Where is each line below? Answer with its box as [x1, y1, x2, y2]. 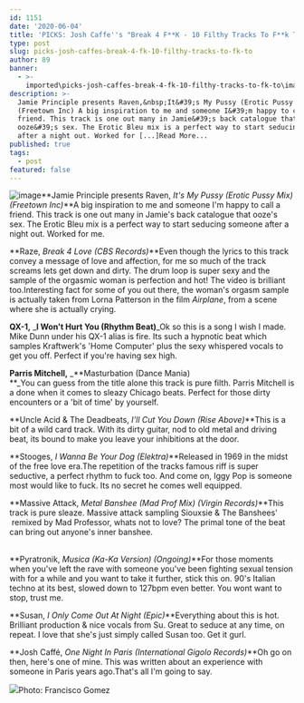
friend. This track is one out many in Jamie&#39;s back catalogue [17, 114, 278, 123]
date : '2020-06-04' [9, 22, 83, 31]
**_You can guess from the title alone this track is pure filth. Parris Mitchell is [9, 377, 295, 388]
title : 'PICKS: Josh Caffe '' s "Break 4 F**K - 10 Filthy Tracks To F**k [9, 30, 290, 39]
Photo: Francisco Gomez [18, 685, 110, 696]
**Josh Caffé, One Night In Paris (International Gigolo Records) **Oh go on [9, 647, 292, 658]
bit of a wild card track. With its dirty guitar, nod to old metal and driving [9, 424, 278, 435]
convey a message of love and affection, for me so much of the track [9, 256, 267, 267]
